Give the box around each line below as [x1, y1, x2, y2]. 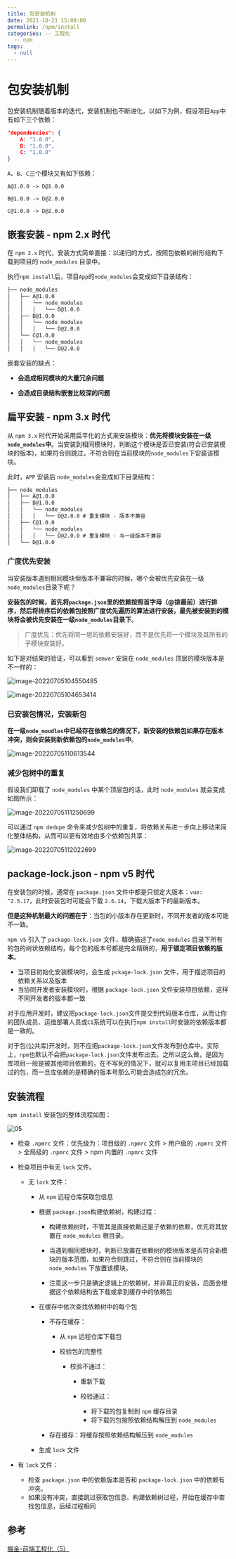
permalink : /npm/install [7, 23, 80, 30]
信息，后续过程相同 [40, 1501, 96, 1510]
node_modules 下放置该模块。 [48, 1263, 132, 1272]
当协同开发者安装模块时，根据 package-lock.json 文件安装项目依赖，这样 [17, 985, 229, 994]
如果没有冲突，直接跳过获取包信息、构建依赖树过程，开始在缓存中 [27, 1493, 219, 1501]
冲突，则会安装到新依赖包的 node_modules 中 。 [7, 735, 138, 744]
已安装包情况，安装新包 [7, 709, 86, 719]
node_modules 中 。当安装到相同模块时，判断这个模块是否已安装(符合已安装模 [7, 440, 226, 448]
